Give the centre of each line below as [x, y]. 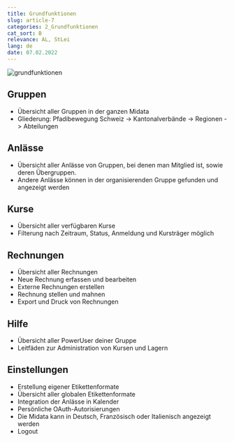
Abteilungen [41, 126]
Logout [28, 431]
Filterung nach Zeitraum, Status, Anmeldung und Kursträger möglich [116, 233]
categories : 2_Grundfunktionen [53, 27]
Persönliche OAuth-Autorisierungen [68, 408]
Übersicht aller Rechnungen [57, 272]
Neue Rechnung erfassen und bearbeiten [77, 279]
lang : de [20, 46]
